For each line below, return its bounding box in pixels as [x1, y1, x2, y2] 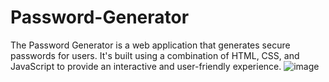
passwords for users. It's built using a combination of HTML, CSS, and [10, 49, 300, 61]
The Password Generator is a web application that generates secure [10, 39, 291, 51]
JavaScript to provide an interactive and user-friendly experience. [10, 60, 282, 72]
